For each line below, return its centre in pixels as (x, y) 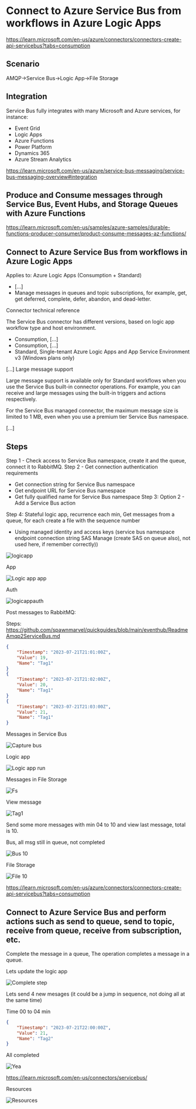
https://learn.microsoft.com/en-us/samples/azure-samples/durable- (88, 228)
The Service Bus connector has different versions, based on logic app (90, 322)
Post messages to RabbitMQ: (41, 612)
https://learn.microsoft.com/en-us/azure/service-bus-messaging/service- (95, 170)
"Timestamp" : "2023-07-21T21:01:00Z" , (64, 652)
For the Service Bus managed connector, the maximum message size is (92, 411)
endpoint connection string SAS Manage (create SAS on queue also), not (102, 538)
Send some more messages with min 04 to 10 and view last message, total (96, 825)
